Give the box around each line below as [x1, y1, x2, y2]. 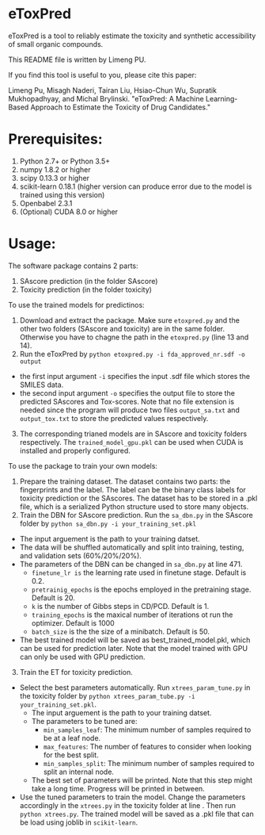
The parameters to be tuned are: [31, 716, 138, 726]
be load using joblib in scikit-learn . [19, 818, 138, 827]
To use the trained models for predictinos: [8, 300, 145, 309]
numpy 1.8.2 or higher [19, 164, 91, 174]
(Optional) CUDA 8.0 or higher [19, 207, 119, 216]
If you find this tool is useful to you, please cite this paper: [8, 70, 197, 79]
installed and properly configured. [19, 446, 131, 455]
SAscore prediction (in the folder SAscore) [19, 276, 158, 285]
